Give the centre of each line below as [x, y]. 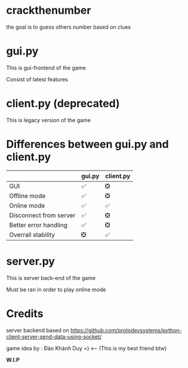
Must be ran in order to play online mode [56, 289]
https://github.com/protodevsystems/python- [126, 330]
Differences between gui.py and [87, 144]
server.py [31, 261]
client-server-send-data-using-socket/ [54, 336]
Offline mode [27, 196]
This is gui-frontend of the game [46, 68]
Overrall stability [32, 235]
